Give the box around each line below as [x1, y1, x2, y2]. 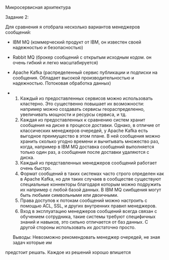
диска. [20, 154, 34, 160]
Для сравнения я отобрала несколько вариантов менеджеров [5, 24, 140, 30]
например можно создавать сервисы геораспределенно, [20, 106, 145, 112]
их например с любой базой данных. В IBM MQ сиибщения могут [20, 187, 161, 193]
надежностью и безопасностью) [12, 45, 83, 50]
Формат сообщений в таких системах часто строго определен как [20, 170, 164, 177]
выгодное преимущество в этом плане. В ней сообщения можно [20, 133, 160, 139]
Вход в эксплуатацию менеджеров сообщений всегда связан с [20, 208, 157, 214]
